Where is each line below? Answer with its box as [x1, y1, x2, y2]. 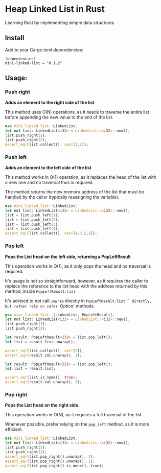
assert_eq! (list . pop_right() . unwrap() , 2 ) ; [5, 454, 95, 459]
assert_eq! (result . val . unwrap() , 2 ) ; [5, 379, 82, 385]
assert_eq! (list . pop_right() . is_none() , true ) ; [5, 463, 104, 468]
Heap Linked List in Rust [5, 3, 105, 15]
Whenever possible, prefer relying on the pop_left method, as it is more [5, 421, 150, 427]
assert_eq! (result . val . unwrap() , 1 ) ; [5, 353, 82, 358]
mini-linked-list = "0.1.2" [5, 60, 63, 66]
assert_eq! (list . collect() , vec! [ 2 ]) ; [5, 348, 84, 353]
